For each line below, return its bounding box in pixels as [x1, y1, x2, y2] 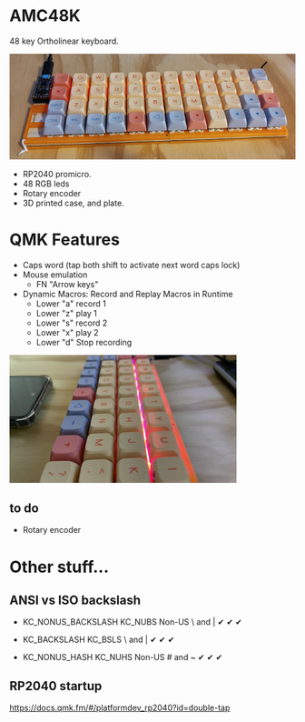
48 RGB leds [22, 178, 70, 189]
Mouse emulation [22, 269, 88, 280]
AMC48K [9, 5, 82, 26]
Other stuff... [9, 557, 109, 577]
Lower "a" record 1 [35, 297, 106, 309]
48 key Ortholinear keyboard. [9, 35, 120, 46]
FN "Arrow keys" [35, 278, 99, 289]
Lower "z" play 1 [35, 307, 98, 318]
